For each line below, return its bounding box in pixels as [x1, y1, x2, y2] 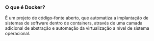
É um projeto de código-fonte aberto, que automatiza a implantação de [5, 15, 149, 21]
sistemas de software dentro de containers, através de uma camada [5, 20, 143, 26]
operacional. [5, 31, 30, 37]
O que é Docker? [5, 4, 46, 11]
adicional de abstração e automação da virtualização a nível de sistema [5, 25, 150, 31]
